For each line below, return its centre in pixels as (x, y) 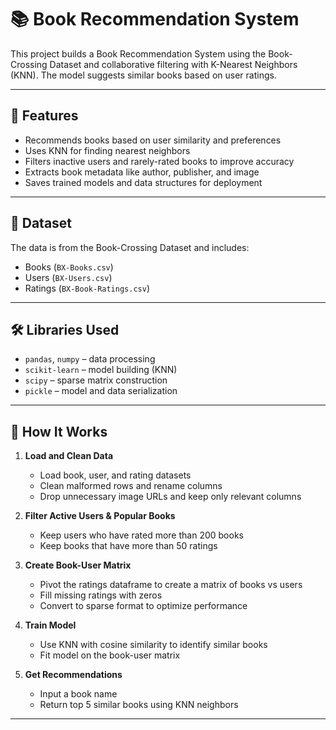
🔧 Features (44, 116)
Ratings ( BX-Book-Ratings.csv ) (87, 288)
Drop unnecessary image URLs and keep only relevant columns (170, 497)
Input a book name (78, 694)
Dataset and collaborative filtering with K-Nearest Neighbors (173, 64)
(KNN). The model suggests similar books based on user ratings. (143, 75)
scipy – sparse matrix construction (96, 380)
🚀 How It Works (59, 431)
